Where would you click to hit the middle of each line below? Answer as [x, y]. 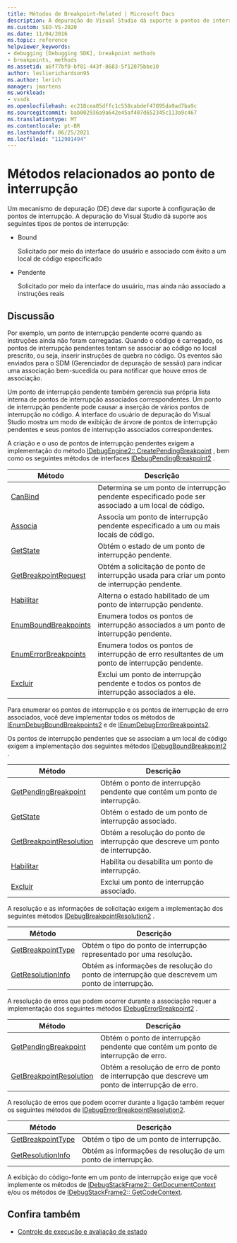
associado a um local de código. [151, 505]
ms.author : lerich [34, 80]
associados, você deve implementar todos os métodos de [91, 717]
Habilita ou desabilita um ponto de [157, 862]
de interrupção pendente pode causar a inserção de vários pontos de [108, 407]
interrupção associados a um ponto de [162, 625]
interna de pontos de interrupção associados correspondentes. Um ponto [114, 399]
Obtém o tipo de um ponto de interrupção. [151, 1139]
